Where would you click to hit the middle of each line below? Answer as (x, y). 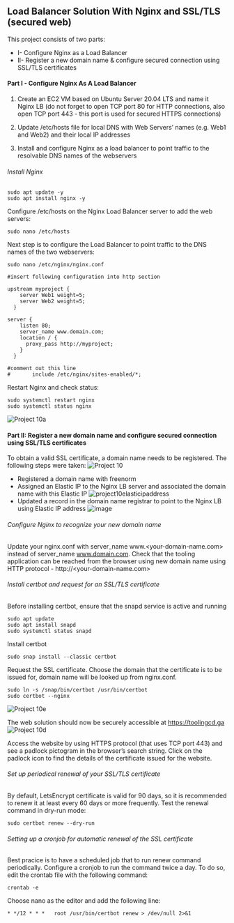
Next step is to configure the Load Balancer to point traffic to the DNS (107, 245)
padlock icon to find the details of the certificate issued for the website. (110, 758)
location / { (39, 338)
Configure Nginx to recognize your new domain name (84, 525)
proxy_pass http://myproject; (69, 344)
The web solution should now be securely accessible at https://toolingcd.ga (116, 722)
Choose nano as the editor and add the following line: (84, 901)
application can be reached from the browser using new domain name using (117, 561)
